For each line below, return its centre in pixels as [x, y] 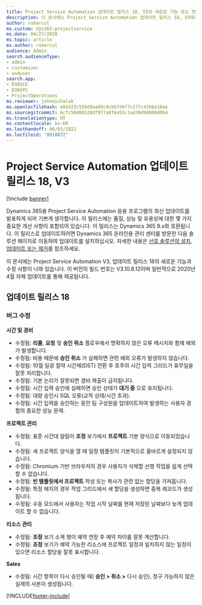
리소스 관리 [19, 524]
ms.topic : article [29, 40]
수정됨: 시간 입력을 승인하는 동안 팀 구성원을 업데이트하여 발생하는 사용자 [100, 403]
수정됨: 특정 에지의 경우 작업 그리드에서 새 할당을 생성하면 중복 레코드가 [98, 488]
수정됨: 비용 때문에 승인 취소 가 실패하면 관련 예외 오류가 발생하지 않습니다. [102, 358]
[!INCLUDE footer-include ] [38, 595]
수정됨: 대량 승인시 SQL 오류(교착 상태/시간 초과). [73, 395]
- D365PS [17, 90]
